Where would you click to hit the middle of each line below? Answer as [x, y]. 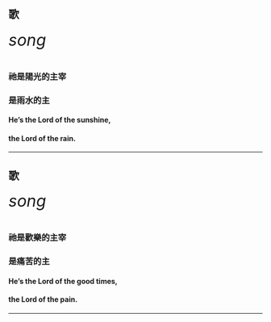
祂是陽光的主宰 [38, 77]
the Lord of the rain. [42, 138]
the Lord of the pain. [43, 299]
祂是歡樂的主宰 [38, 238]
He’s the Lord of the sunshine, [60, 120]
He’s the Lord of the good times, [63, 281]
